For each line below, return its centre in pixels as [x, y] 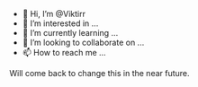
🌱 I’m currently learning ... [70, 33]
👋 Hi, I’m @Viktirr [54, 14]
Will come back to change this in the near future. [100, 73]
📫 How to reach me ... [64, 52]
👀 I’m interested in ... [60, 23]
